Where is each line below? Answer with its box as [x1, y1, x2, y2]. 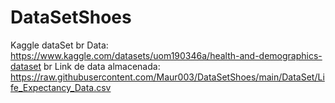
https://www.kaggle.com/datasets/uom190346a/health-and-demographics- [10, 49, 323, 61]
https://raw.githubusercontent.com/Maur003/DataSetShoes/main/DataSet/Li [10, 71, 325, 83]
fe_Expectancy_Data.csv [10, 81, 112, 93]
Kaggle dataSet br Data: [10, 39, 109, 51]
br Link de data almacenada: [43, 60, 161, 72]
